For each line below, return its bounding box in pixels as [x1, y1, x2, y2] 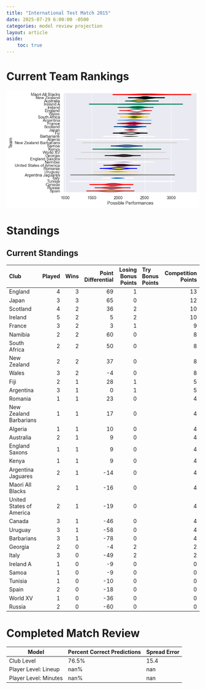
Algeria [9, 425, 28, 432]
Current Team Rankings [6, 69, 129, 84]
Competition [164, 269, 197, 276]
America [9, 509, 31, 516]
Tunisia [9, 577, 28, 585]
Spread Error [146, 648, 180, 655]
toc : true [17, 42, 43, 49]
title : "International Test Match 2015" [6, 10, 112, 16]
